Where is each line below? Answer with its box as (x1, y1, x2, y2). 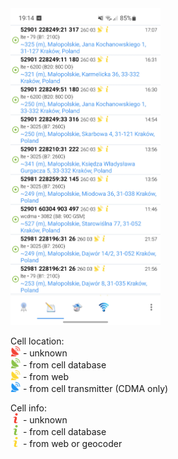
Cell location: (10, 335, 65, 347)
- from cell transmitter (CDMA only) (22, 382, 169, 394)
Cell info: (10, 402, 47, 414)
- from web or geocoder (22, 437, 123, 449)
